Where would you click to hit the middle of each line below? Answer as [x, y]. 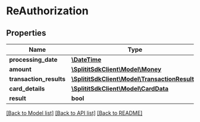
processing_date [33, 60]
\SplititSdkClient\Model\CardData [120, 89]
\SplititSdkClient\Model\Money [116, 69]
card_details [27, 89]
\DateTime [86, 60]
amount [20, 69]
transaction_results [37, 79]
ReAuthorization [47, 11]
